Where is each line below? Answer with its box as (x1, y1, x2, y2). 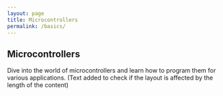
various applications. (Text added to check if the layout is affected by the (7, 73, 213, 82)
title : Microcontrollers (7, 16, 78, 23)
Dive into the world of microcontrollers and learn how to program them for (7, 67, 216, 75)
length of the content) (7, 81, 69, 89)
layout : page (7, 10, 45, 17)
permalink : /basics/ (7, 23, 67, 29)
